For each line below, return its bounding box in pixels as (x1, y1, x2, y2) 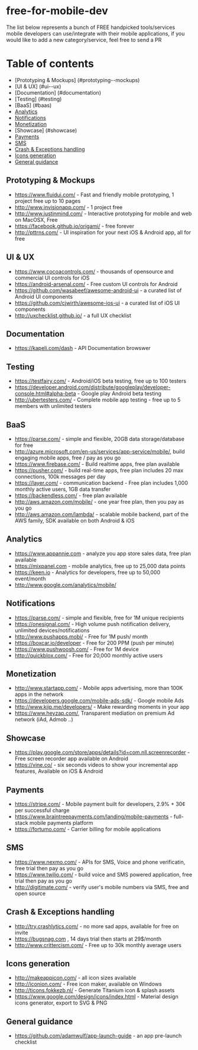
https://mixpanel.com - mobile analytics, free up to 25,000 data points (14, 562, 186, 569)
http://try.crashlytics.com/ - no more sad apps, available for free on (14, 922, 179, 929)
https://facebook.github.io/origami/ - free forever (14, 222, 135, 229)
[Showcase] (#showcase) (14, 127, 77, 134)
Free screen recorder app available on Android (14, 755, 128, 762)
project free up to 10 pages (14, 197, 81, 205)
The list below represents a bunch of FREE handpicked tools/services (6, 24, 176, 31)
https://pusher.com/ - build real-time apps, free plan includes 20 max (14, 466, 184, 474)
